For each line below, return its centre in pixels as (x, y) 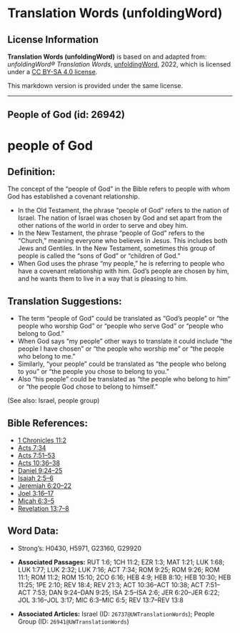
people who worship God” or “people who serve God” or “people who (120, 326)
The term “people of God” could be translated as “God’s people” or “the (123, 319)
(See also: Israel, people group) (54, 401)
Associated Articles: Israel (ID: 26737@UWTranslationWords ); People (116, 614)
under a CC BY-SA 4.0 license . (52, 72)
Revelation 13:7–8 (44, 509)
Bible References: (47, 423)
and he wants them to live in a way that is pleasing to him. (102, 279)
